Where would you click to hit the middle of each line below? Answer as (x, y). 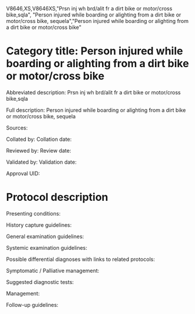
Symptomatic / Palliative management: (53, 270)
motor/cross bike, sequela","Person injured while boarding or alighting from (97, 21)
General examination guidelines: (45, 236)
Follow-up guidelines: (32, 305)
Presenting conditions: (33, 213)
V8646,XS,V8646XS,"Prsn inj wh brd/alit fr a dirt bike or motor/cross (89, 9)
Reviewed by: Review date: (39, 150)
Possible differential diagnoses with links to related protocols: (80, 259)
